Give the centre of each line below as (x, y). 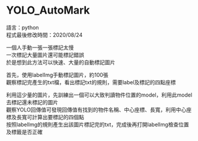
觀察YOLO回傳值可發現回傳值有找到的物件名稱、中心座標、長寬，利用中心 (96, 110)
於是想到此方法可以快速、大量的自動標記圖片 (61, 62)
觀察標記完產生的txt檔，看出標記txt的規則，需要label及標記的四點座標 (91, 82)
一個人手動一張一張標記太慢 (40, 47)
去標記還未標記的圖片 (32, 102)
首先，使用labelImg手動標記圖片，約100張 (57, 75)
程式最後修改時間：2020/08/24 (44, 35)
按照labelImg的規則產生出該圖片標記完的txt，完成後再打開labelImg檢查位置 (98, 124)
